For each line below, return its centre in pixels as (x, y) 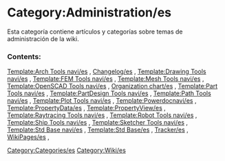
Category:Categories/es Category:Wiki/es (66, 150)
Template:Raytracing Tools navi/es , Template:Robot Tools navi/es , (102, 115)
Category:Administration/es (89, 13)
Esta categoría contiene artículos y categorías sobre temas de (95, 32)
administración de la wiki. (43, 38)
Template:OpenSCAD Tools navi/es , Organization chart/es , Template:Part (112, 86)
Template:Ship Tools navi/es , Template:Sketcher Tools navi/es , (97, 123)
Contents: (24, 56)
